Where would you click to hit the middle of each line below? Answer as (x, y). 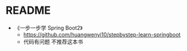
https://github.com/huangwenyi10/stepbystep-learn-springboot (102, 34)
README (28, 10)
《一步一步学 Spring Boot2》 (48, 28)
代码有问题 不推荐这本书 (53, 41)
